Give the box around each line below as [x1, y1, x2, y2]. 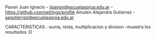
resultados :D [5, 29, 32, 35]
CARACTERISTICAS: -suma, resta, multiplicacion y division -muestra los [5, 24, 151, 30]
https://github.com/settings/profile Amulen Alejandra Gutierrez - [5, 9, 135, 15]
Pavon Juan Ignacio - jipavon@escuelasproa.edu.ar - [5, 4, 113, 10]
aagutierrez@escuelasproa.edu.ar [5, 15, 74, 20]
